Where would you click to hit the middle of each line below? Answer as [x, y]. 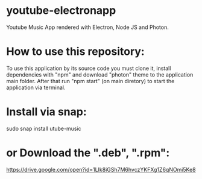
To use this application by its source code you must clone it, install [89, 68]
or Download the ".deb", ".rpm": [88, 153]
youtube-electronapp [61, 11]
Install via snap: [47, 112]
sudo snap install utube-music [44, 128]
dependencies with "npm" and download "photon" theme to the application [100, 74]
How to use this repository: [75, 52]
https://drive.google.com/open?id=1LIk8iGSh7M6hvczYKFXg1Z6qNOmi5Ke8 [101, 169]
